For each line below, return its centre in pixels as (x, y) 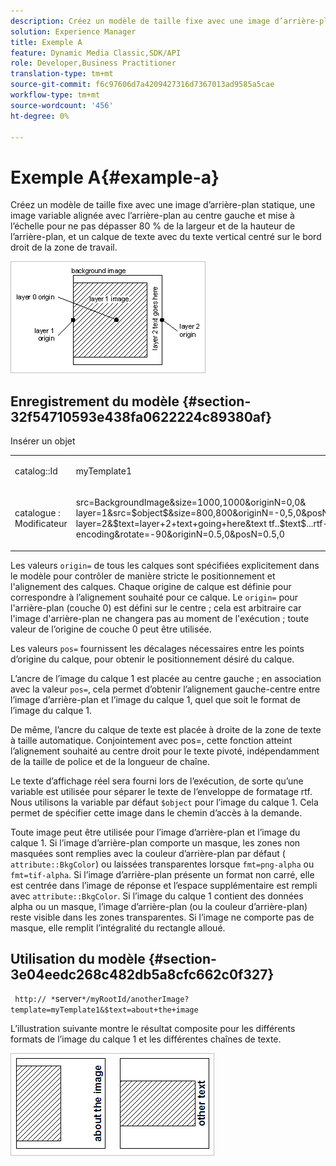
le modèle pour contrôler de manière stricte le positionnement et (143, 576)
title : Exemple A (46, 42)
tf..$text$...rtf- (298, 524)
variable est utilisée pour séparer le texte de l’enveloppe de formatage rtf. (161, 791)
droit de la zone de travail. (64, 247)
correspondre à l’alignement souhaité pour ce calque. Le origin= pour (154, 597)
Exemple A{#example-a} (115, 177)
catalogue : (37, 513)
